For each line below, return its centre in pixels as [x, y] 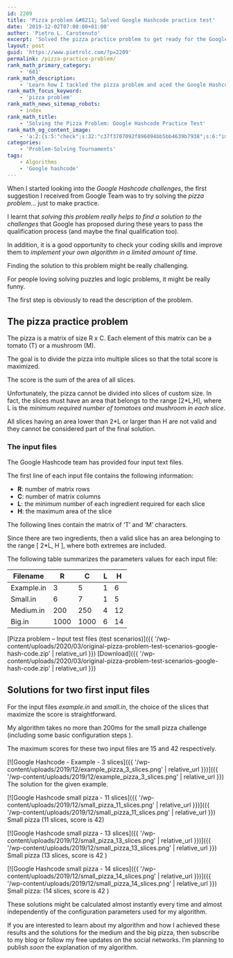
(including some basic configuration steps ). [70, 735]
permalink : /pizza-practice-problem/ [62, 59]
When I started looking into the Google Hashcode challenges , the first [107, 188]
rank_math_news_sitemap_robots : [54, 104]
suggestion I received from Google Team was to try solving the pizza [106, 196]
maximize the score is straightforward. [62, 714]
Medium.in [28, 610]
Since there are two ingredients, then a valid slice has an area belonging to [114, 538]
